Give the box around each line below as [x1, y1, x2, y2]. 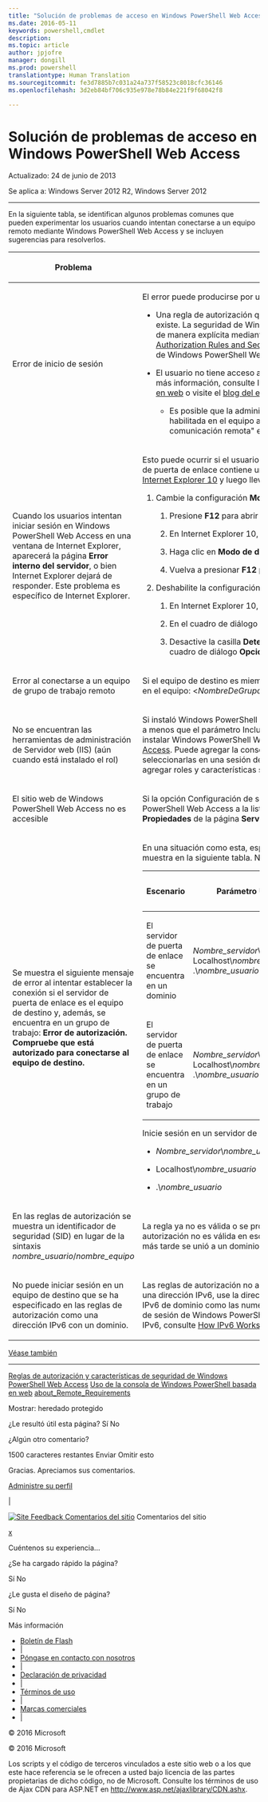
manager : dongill [8, 57, 66, 65]
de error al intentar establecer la [12, 977, 133, 988]
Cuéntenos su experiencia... [8, 1543, 100, 1552]
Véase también [8, 1349, 57, 1358]
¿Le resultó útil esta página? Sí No [8, 1419, 120, 1428]
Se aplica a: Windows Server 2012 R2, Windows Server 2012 [8, 186, 207, 196]
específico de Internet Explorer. [12, 590, 130, 601]
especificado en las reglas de [12, 1300, 122, 1311]
